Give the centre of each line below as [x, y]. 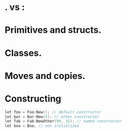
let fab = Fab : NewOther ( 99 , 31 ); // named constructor [63, 121]
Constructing [33, 98]
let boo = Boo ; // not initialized [42, 126]
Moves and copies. [45, 76]
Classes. [23, 53]
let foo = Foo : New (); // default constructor [53, 112]
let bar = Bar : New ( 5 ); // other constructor [52, 116]
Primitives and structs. [53, 30]
